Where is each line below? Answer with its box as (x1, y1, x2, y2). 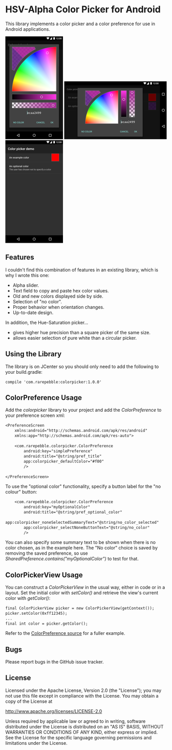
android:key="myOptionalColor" (24, 505, 91, 510)
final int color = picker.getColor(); (5, 621, 88, 627)
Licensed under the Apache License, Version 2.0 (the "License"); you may (5, 687, 162, 693)
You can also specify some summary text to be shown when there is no (5, 539, 156, 545)
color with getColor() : (5, 595, 51, 601)
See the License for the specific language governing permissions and (5, 734, 152, 741)
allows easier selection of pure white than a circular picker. (12, 335, 137, 341)
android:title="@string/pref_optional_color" (24, 510, 123, 515)
